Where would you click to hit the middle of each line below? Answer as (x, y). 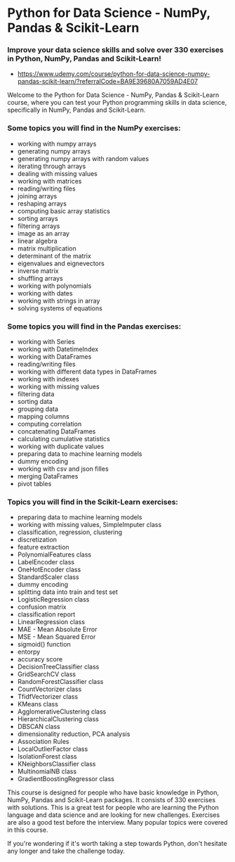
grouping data (38, 409)
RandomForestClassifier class (60, 682)
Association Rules (43, 742)
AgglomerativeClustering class (62, 711)
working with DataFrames (54, 357)
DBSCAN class (39, 727)
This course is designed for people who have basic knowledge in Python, (113, 792)
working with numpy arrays (57, 144)
